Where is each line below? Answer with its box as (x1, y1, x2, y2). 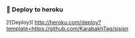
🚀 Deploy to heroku (6, 5, 64, 14)
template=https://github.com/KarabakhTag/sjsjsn (6, 25, 129, 32)
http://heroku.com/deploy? (34, 19, 102, 26)
